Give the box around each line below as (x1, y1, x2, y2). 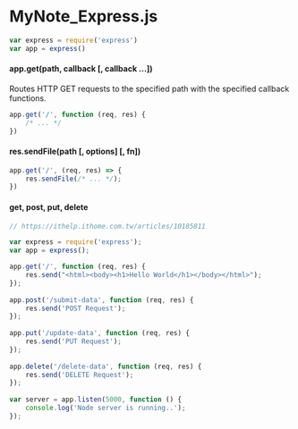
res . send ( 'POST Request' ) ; (25, 304, 126, 313)
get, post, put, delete (9, 201, 89, 212)
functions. (9, 92, 47, 104)
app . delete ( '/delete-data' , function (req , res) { (9, 362, 202, 371)
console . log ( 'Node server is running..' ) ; (25, 404, 186, 413)
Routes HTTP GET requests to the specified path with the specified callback (9, 83, 290, 94)
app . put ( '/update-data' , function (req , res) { (9, 329, 191, 338)
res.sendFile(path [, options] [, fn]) (9, 146, 141, 157)
